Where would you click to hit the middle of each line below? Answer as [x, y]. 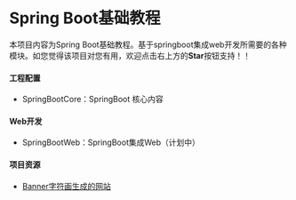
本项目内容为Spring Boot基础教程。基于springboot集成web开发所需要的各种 [148, 44]
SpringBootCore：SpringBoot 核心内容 [93, 100]
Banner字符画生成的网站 [66, 186]
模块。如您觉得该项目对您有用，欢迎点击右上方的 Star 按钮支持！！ [130, 55]
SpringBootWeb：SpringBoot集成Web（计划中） [111, 142]
